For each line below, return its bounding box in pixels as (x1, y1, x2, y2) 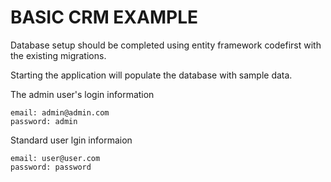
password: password (10, 162, 92, 172)
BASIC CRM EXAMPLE (10, 6, 199, 29)
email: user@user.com (10, 153, 101, 163)
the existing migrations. (10, 49, 107, 61)
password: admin (10, 116, 78, 126)
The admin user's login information (10, 88, 155, 100)
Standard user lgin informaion (10, 134, 133, 146)
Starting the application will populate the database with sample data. (10, 69, 293, 81)
